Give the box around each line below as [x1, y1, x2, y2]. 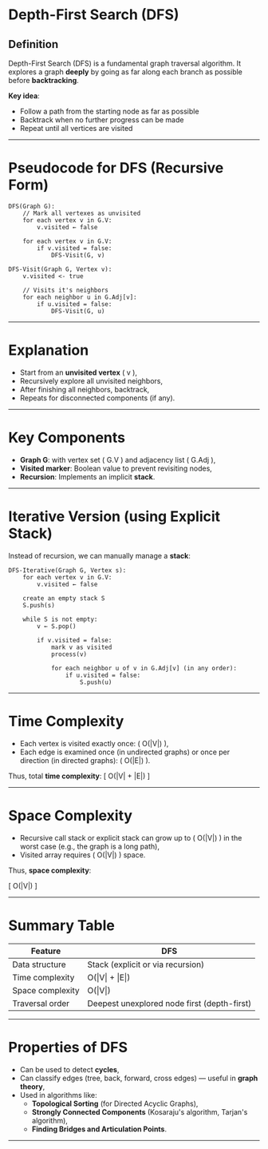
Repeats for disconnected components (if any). [19, 393, 175, 403]
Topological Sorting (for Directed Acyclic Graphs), [31, 1099, 199, 1108]
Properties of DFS [8, 1038, 128, 1056]
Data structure [12, 959, 66, 970]
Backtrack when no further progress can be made [19, 115, 184, 125]
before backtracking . [8, 76, 80, 85]
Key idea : [8, 91, 40, 101]
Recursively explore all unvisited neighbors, [19, 376, 164, 385]
